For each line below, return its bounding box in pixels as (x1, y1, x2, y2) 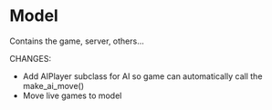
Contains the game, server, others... (9, 35, 144, 46)
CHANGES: (9, 53, 52, 64)
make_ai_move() (22, 80, 85, 91)
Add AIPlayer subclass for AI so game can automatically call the (22, 70, 263, 82)
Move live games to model (22, 90, 122, 101)
